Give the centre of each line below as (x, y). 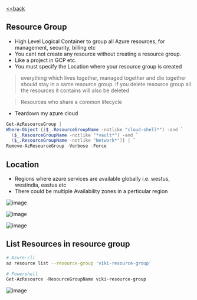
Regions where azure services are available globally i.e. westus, (92, 179)
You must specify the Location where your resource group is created (98, 66)
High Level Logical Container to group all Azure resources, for (90, 41)
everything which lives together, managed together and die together (104, 78)
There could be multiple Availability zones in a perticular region (91, 191)
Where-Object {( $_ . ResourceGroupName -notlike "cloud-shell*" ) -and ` (95, 129)
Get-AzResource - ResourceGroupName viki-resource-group (76, 279)
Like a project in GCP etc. (45, 60)
